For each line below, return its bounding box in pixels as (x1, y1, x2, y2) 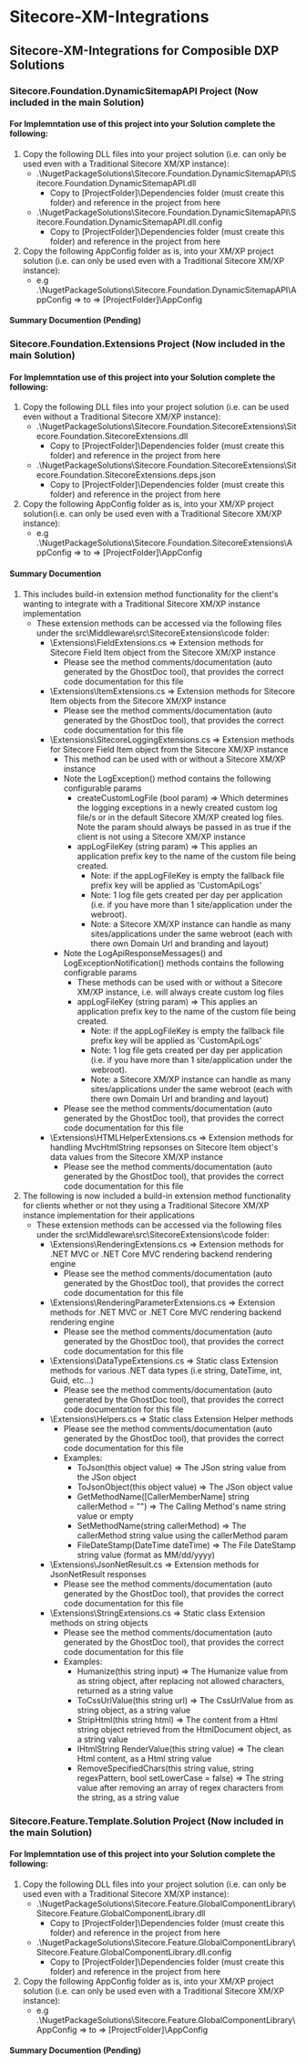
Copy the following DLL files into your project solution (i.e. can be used (22, 402, 290, 413)
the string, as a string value (76, 1792, 179, 1803)
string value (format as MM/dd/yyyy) (76, 1549, 216, 1560)
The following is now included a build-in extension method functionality (22, 1190, 291, 1201)
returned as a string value (76, 1685, 174, 1696)
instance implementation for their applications (22, 1209, 196, 1220)
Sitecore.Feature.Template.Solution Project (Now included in (9, 1815, 284, 1828)
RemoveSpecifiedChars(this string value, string (76, 1763, 254, 1774)
